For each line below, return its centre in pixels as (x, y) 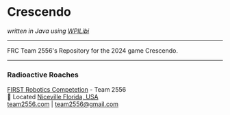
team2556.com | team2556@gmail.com (63, 104)
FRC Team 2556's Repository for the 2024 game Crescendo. (93, 50)
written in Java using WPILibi (48, 31)
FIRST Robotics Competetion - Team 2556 (67, 90)
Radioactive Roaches (43, 75)
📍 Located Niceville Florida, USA (53, 97)
